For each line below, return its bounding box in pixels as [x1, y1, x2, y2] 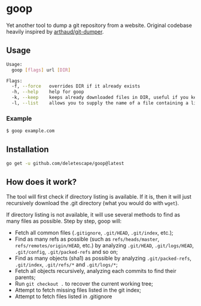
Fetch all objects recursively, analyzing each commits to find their [14, 267, 176, 274]
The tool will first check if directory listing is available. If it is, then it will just [6, 193, 191, 200]
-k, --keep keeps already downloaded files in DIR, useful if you [11, 95, 188, 101]
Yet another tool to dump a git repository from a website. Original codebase [6, 22, 193, 29]
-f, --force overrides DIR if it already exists [11, 83, 141, 89]
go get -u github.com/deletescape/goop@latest [6, 160, 124, 166]
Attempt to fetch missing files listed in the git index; [14, 286, 142, 293]
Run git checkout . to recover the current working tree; [14, 280, 154, 287]
